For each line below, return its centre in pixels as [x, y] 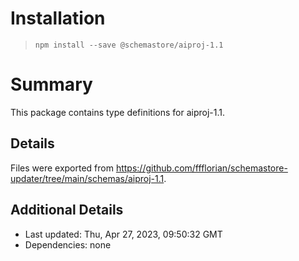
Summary [51, 84]
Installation [58, 18]
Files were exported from [62, 168]
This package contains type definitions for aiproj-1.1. [118, 112]
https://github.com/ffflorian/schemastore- [201, 168]
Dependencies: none [68, 244]
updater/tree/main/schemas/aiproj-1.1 [87, 178]
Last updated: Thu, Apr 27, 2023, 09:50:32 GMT [123, 234]
